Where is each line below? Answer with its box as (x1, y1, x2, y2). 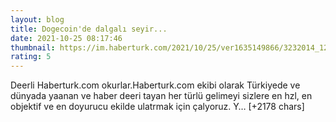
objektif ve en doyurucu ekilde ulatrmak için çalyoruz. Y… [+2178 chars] (10, 101, 305, 113)
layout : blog (10, 14, 65, 25)
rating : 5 (10, 52, 52, 62)
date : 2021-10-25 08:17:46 (10, 33, 123, 43)
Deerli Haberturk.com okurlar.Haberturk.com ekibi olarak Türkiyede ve (10, 79, 301, 91)
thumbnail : (10, 42, 56, 53)
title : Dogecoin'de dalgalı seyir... (10, 24, 168, 34)
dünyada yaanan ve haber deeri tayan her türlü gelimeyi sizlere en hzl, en (10, 90, 313, 102)
